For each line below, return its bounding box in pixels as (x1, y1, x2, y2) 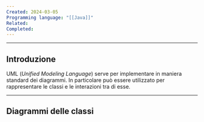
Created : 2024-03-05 (6, 8, 59, 15)
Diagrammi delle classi (6, 106, 94, 117)
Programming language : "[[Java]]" (6, 15, 94, 21)
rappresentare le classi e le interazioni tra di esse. (6, 83, 131, 90)
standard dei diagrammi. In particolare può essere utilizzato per (6, 76, 165, 84)
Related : (6, 20, 29, 26)
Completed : (6, 25, 34, 32)
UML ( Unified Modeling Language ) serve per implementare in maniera (6, 70, 182, 78)
